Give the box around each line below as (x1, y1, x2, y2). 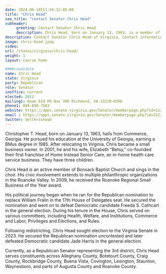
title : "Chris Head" (5, 12, 48, 17)
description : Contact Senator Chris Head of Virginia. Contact (5, 35, 138, 40)
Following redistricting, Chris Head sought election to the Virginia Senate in (5, 228, 158, 234)
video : (5, 44, 19, 49)
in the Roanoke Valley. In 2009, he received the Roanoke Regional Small (5, 177, 151, 183)
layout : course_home (5, 58, 48, 63)
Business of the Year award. (5, 182, 63, 188)
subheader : (5, 21, 28, 26)
